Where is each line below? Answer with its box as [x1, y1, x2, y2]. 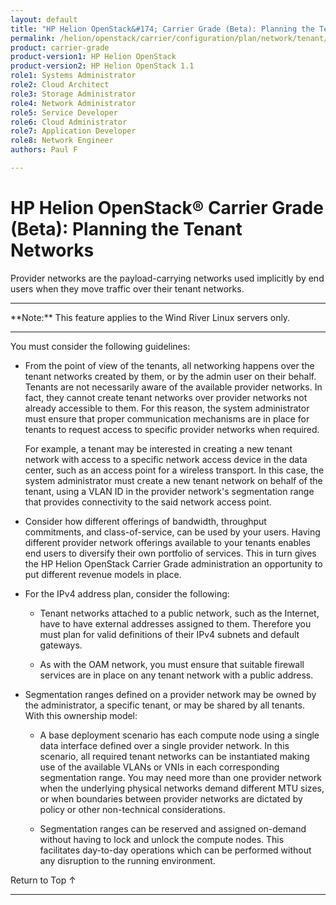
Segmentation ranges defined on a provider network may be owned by [24, 688, 317, 700]
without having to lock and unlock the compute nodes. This [39, 833, 285, 845]
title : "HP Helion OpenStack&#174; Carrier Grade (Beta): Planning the [10, 24, 315, 34]
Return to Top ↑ [10, 874, 77, 886]
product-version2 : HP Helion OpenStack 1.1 [10, 61, 195, 71]
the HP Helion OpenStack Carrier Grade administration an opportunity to [24, 557, 323, 570]
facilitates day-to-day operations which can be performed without [39, 844, 312, 856]
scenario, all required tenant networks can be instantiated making [39, 750, 310, 762]
